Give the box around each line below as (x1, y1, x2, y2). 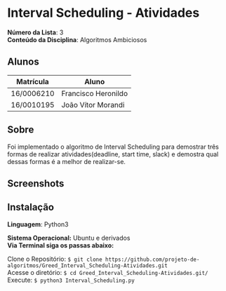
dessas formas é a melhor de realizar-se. (7, 157, 126, 165)
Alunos (7, 56, 40, 68)
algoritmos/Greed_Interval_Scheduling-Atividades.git (7, 262, 168, 269)
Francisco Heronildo (61, 88, 128, 98)
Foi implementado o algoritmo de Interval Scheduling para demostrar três (7, 142, 220, 151)
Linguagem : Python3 (7, 219, 69, 229)
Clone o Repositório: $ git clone (7, 255, 103, 263)
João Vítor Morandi (61, 100, 125, 109)
